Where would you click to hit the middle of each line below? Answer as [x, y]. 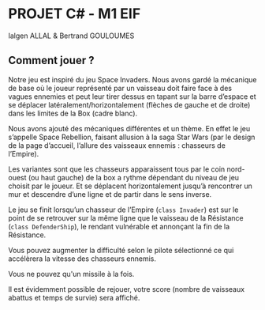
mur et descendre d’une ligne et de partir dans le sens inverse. [110, 194]
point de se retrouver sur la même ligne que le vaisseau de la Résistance [126, 217]
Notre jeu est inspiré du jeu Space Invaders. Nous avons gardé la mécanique [132, 79]
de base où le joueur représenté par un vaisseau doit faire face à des [120, 88]
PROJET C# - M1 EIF [75, 14]
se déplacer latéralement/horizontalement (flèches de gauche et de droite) [129, 104]
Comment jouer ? [51, 60]
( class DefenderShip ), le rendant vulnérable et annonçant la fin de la [119, 226]
